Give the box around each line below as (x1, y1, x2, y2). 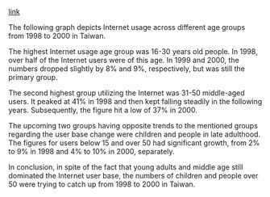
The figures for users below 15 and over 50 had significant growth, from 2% (8, 138, 260, 148)
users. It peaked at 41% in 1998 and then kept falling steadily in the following (8, 97, 263, 106)
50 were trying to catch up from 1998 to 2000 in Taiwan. (8, 179, 196, 189)
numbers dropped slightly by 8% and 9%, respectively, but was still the (8, 64, 246, 73)
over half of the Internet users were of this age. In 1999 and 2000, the (8, 56, 239, 65)
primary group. (8, 73, 58, 82)
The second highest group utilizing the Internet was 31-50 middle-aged (8, 88, 246, 98)
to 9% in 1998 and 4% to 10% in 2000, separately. (8, 147, 175, 156)
